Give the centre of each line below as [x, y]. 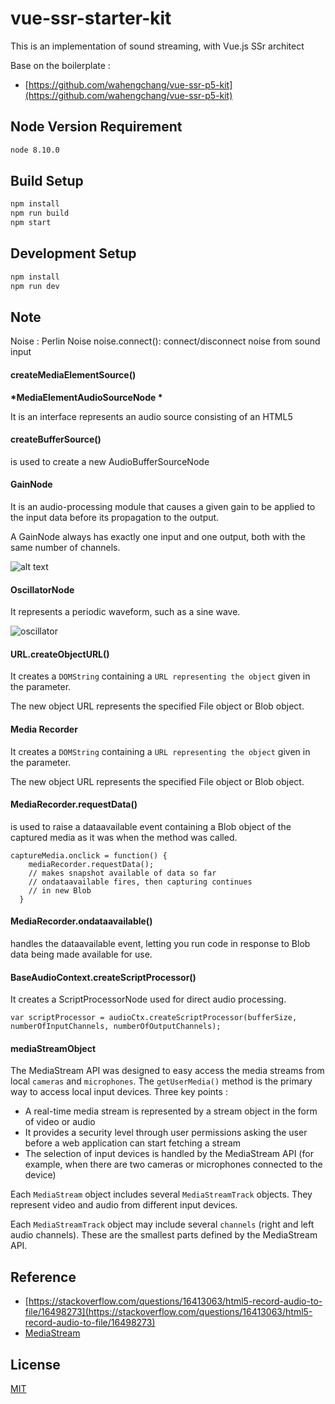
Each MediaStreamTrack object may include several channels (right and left [162, 1224]
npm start [31, 223]
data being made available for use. [81, 954]
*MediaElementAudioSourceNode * [86, 397]
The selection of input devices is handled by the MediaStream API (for [169, 1154]
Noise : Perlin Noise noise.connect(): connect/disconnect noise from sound [165, 341]
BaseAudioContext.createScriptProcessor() [103, 977]
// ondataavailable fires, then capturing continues [140, 882]
